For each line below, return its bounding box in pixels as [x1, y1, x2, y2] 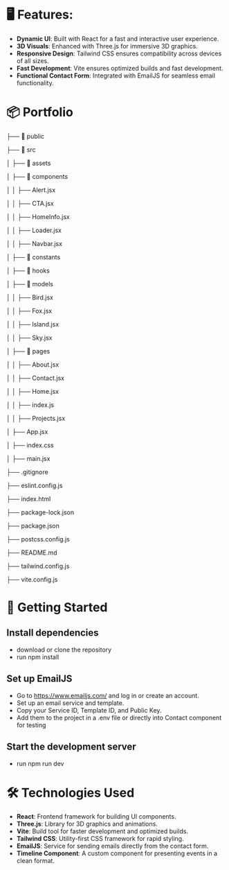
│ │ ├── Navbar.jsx [6, 239, 63, 247]
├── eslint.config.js [6, 481, 63, 489]
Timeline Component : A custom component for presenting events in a [16, 849, 218, 858]
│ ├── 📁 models [6, 279, 53, 288]
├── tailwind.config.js [6, 562, 70, 570]
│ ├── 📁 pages [6, 347, 51, 355]
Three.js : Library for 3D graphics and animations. [16, 820, 158, 828]
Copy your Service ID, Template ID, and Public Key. [16, 706, 162, 714]
